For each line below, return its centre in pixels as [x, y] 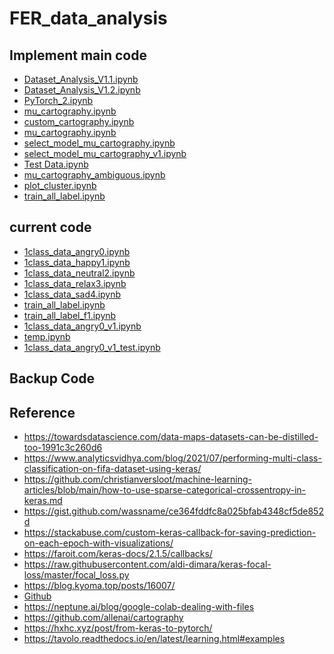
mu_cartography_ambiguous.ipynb [94, 175]
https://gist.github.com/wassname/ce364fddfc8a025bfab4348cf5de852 [173, 511]
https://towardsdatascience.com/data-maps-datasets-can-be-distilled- [171, 437]
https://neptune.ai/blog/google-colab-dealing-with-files [139, 607]
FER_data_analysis [88, 18]
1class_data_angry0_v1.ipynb [82, 326]
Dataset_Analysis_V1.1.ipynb [81, 79]
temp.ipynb [47, 336]
